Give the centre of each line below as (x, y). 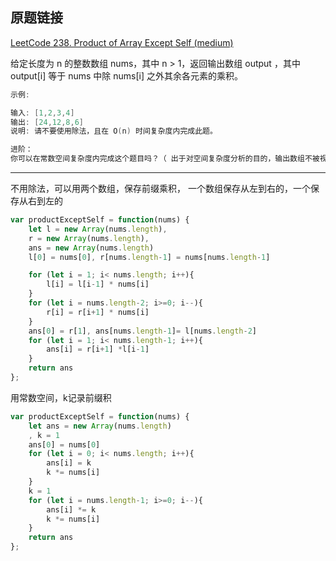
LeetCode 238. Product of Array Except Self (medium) (122, 42)
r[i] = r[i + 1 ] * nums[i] (98, 312)
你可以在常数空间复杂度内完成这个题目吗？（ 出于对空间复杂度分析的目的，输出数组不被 (165, 159)
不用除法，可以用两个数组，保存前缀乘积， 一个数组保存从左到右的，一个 (160, 189)
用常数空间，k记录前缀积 (61, 397)
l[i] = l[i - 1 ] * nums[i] (98, 284)
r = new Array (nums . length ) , (89, 238)
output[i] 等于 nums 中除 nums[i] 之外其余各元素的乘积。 (126, 75)
